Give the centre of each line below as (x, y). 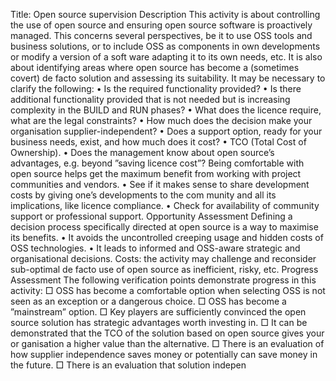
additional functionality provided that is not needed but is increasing (150, 99)
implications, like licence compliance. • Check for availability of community (165, 205)
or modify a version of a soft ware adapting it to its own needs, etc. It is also (166, 57)
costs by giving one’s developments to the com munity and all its (143, 195)
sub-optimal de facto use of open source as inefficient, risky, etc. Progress (164, 269)
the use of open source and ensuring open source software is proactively (161, 25)
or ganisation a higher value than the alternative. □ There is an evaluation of (167, 343)
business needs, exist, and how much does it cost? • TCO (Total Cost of (158, 142)
